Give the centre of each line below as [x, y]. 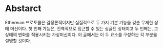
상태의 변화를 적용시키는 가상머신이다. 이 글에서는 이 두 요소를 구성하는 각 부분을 [81, 34]
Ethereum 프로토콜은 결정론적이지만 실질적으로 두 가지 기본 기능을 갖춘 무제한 [79, 22]
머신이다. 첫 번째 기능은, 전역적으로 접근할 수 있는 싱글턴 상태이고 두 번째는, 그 [84, 28]
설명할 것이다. [18, 40]
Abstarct [23, 8]
